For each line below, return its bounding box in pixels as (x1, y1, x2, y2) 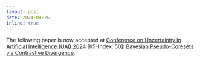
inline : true (6, 20, 39, 26)
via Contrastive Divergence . (6, 49, 76, 57)
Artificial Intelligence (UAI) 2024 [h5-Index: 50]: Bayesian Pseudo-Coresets (6, 43, 194, 50)
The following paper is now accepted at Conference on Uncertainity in (6, 37, 181, 44)
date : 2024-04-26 (6, 14, 50, 20)
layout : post (6, 8, 39, 15)
